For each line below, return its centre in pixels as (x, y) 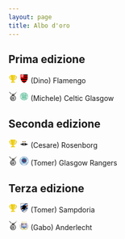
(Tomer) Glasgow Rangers (74, 163)
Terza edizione (46, 189)
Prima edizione (47, 59)
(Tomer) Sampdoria (62, 209)
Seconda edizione (54, 124)
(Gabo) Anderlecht (61, 227)
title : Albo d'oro (39, 25)
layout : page (30, 17)
